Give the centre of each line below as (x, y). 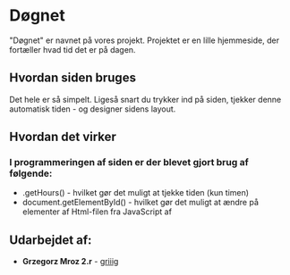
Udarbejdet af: (51, 240)
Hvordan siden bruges (73, 78)
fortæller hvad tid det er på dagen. (72, 49)
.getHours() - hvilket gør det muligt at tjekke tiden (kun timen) (135, 193)
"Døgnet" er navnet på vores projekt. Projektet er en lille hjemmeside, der (145, 40)
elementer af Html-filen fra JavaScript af (97, 212)
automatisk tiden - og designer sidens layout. (93, 109)
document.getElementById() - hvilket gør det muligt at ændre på (141, 203)
